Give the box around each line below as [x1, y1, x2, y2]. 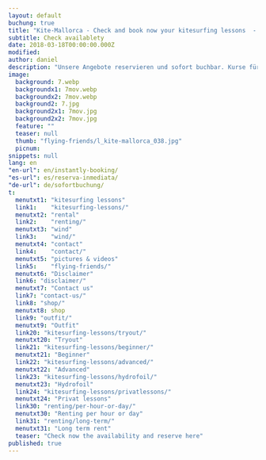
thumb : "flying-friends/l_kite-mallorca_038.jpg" [15, 136, 182, 145]
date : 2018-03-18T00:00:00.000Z [8, 41, 115, 49]
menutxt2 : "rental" [15, 211, 80, 219]
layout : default [8, 11, 62, 20]
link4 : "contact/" [15, 247, 87, 255]
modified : [8, 48, 41, 56]
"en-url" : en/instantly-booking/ [8, 167, 119, 174]
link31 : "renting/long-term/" [15, 417, 115, 425]
